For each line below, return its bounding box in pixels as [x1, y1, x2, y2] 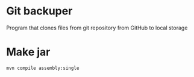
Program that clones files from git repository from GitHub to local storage [6, 24, 188, 31]
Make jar [6, 45, 51, 59]
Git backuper [6, 4, 73, 18]
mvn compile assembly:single [6, 65, 80, 71]
